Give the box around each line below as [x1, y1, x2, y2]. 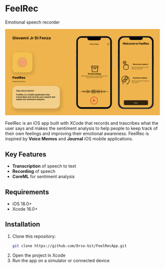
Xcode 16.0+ [12, 206, 38, 212]
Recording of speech [12, 168, 55, 174]
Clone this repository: [12, 233, 56, 239]
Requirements [5, 188, 49, 196]
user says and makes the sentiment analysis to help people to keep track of [5, 126, 158, 132]
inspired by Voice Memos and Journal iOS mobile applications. [5, 136, 134, 142]
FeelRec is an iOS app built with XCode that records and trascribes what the [5, 120, 159, 126]
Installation [5, 220, 40, 229]
